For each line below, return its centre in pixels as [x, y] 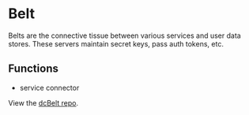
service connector [49, 87]
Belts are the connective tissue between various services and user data [124, 35]
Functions [34, 69]
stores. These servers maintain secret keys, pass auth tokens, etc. [116, 43]
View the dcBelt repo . [43, 102]
